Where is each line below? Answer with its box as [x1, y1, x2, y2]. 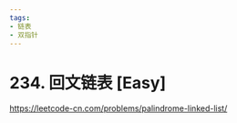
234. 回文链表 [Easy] [9, 72, 167, 93]
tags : [9, 13, 30, 23]
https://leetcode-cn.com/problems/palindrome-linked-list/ [9, 103, 228, 114]
